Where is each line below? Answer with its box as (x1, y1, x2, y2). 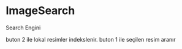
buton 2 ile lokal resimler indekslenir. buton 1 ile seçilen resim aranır (6, 36, 176, 43)
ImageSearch (6, 4, 75, 18)
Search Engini (6, 24, 41, 31)
